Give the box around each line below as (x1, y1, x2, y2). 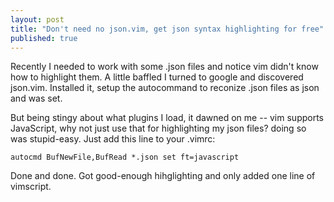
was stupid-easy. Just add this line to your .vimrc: (10, 133, 216, 145)
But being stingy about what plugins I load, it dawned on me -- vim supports (10, 112, 324, 124)
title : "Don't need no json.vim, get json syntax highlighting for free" (10, 24, 325, 34)
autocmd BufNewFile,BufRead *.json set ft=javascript (10, 152, 240, 163)
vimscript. (10, 181, 52, 193)
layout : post (10, 14, 65, 25)
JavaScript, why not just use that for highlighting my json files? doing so (10, 122, 307, 135)
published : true (10, 33, 78, 43)
